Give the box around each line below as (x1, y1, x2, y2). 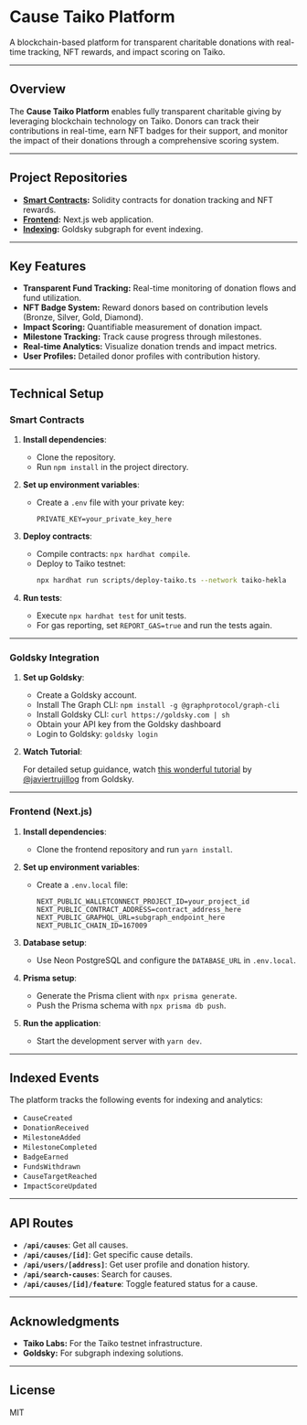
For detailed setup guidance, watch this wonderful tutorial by (22, 764, 253, 775)
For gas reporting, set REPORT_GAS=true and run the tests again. (36, 619, 272, 630)
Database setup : (22, 937, 87, 948)
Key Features (9, 258, 87, 273)
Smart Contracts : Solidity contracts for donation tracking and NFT (22, 194, 274, 205)
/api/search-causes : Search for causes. (22, 1269, 173, 1280)
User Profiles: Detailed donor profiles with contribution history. (22, 350, 260, 362)
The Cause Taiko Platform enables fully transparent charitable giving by (9, 105, 281, 116)
